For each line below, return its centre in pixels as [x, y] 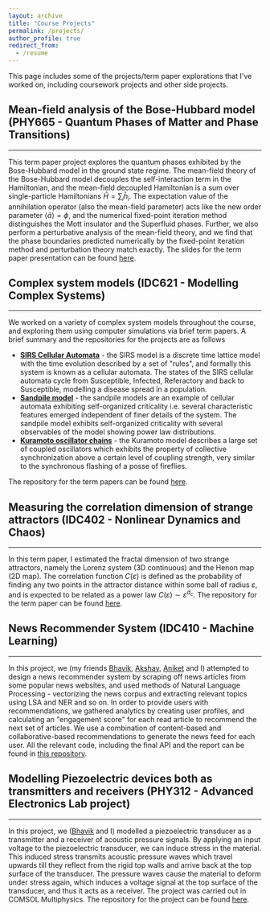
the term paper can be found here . [65, 603]
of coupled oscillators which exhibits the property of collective [123, 449]
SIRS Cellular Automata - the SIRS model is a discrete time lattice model [140, 355]
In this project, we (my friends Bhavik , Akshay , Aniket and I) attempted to [129, 668]
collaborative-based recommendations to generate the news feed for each [132, 736]
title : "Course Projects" [51, 23]
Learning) [33, 641]
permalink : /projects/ [46, 31]
